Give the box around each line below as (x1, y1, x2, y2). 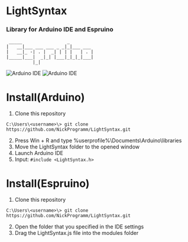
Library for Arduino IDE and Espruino (6, 25, 114, 34)
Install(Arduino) (6, 91, 85, 104)
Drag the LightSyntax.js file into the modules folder (14, 230, 139, 237)
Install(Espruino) (6, 176, 90, 190)
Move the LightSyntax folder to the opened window (14, 143, 140, 150)
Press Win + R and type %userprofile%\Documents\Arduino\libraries (14, 137, 182, 144)
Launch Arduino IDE (14, 150, 64, 157)
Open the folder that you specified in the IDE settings (14, 223, 144, 230)
